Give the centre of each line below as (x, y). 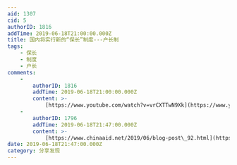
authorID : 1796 (55, 118)
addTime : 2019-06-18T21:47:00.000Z (85, 125)
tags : (15, 46)
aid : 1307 (22, 14)
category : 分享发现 (34, 151)
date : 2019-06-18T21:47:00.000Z (55, 145)
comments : (22, 72)
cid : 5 (17, 20)
